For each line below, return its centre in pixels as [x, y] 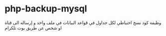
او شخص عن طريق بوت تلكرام [33, 27]
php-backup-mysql [46, 9]
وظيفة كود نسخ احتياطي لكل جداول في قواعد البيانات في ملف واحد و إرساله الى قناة [83, 22]
